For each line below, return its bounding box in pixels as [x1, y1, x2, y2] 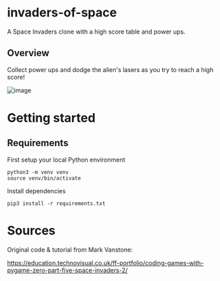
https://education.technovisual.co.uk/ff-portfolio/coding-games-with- [7, 258, 204, 267]
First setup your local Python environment [7, 156, 125, 164]
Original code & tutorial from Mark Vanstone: [7, 245, 133, 254]
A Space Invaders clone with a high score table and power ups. [7, 27, 186, 36]
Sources [7, 223, 56, 238]
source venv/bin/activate [7, 175, 81, 182]
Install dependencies [7, 186, 66, 195]
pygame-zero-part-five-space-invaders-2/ [7, 266, 128, 274]
